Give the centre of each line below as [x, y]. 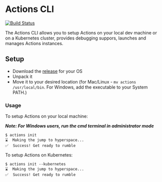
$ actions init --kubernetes [35, 164]
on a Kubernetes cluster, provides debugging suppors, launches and [76, 38]
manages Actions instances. [34, 43]
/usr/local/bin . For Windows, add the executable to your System [80, 87]
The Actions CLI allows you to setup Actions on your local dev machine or [81, 32]
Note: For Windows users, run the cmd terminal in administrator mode [79, 126]
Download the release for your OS [47, 71]
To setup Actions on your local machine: [47, 116]
